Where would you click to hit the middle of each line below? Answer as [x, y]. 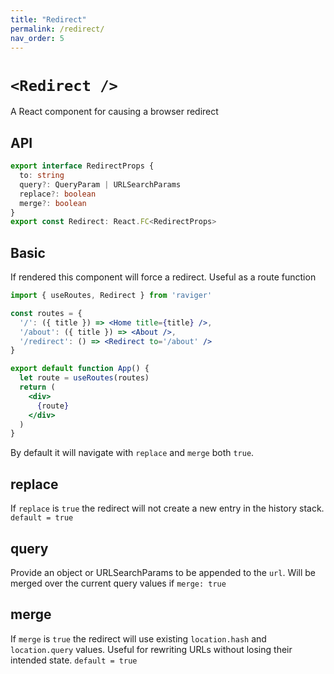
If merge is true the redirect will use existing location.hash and [138, 638]
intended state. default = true [74, 660]
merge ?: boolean [53, 203]
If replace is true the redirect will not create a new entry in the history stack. [167, 508]
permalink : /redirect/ [57, 29]
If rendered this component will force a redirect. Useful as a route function [163, 277]
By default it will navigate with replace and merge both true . [132, 453]
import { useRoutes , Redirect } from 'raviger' [111, 296]
